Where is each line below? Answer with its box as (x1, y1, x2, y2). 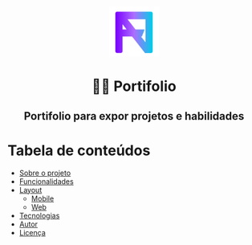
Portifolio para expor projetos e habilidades (23, 109, 245, 123)
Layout (18, 185, 43, 194)
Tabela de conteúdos (7, 141, 151, 159)
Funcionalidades (18, 176, 74, 186)
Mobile (30, 194, 55, 203)
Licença (18, 227, 46, 237)
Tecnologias (18, 210, 60, 220)
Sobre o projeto (18, 168, 71, 178)
